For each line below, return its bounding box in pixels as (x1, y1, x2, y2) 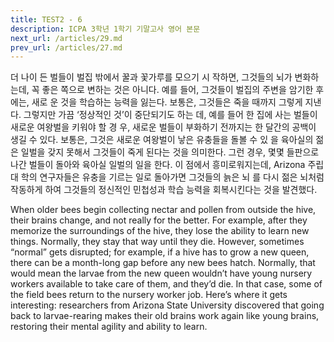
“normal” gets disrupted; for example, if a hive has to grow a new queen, (10, 246, 310, 258)
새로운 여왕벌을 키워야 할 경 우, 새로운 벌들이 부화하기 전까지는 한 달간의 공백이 (10, 121, 317, 133)
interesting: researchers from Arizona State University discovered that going (10, 299, 325, 311)
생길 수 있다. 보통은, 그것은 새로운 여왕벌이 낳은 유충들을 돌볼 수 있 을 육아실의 (10, 134, 314, 146)
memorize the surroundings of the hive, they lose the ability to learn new (10, 225, 310, 237)
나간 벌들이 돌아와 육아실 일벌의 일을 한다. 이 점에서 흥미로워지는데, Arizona (10, 159, 306, 171)
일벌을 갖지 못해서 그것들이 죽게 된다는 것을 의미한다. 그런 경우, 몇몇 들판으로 (20, 146, 320, 158)
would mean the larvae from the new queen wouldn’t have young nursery (10, 267, 313, 280)
